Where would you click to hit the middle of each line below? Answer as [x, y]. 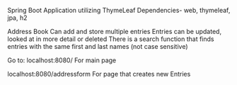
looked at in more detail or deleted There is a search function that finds [111, 39]
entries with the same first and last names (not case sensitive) [98, 46]
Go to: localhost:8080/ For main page [62, 60]
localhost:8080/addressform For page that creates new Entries [99, 74]
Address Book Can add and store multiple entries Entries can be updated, [114, 32]
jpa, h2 [17, 18]
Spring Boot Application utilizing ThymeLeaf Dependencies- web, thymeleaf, [119, 10]
